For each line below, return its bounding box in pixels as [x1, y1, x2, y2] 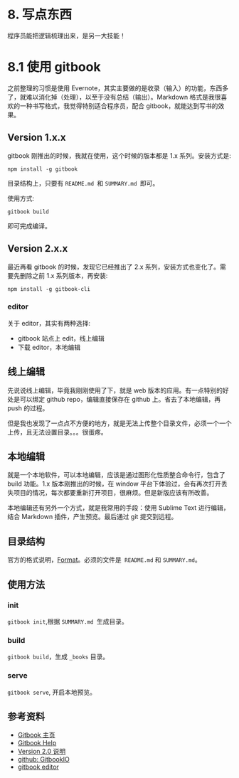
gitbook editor [17, 762, 59, 772]
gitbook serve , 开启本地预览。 [7, 688, 97, 696]
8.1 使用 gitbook [7, 59, 101, 75]
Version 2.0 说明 [17, 747, 66, 756]
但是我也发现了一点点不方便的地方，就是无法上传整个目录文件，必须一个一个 [7, 419, 232, 427]
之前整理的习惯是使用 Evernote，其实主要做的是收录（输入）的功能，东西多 [7, 83, 229, 92]
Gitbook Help [17, 739, 57, 747]
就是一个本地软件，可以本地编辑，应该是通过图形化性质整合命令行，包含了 [7, 471, 225, 479]
